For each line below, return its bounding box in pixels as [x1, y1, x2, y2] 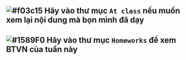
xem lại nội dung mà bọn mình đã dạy [6, 15, 144, 25]
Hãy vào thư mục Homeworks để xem [46, 35, 177, 45]
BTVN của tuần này [6, 44, 78, 54]
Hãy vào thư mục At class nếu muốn [44, 6, 180, 16]
